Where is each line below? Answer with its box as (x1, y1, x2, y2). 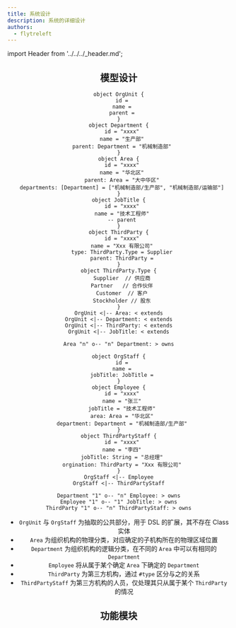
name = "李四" (102, 446, 142, 453)
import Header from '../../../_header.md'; (7, 50, 123, 58)
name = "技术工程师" (94, 210, 150, 218)
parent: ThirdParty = (90, 255, 154, 262)
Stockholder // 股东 (93, 298, 151, 305)
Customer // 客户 (95, 290, 148, 297)
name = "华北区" (100, 169, 145, 177)
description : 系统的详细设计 (7, 17, 86, 24)
